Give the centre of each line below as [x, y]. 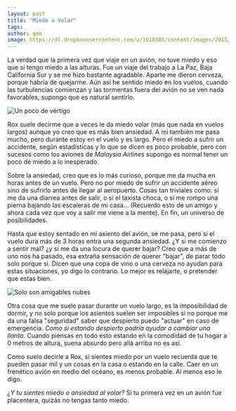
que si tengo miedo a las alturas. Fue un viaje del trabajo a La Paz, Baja [110, 67]
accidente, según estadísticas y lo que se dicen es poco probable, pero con [117, 147]
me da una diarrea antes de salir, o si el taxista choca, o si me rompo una [113, 198]
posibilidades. [27, 220]
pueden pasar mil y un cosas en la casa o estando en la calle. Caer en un [113, 364]
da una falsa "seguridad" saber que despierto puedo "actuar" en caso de [113, 321]
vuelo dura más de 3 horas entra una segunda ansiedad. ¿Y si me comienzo [117, 241]
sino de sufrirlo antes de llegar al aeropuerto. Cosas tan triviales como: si [113, 190]
